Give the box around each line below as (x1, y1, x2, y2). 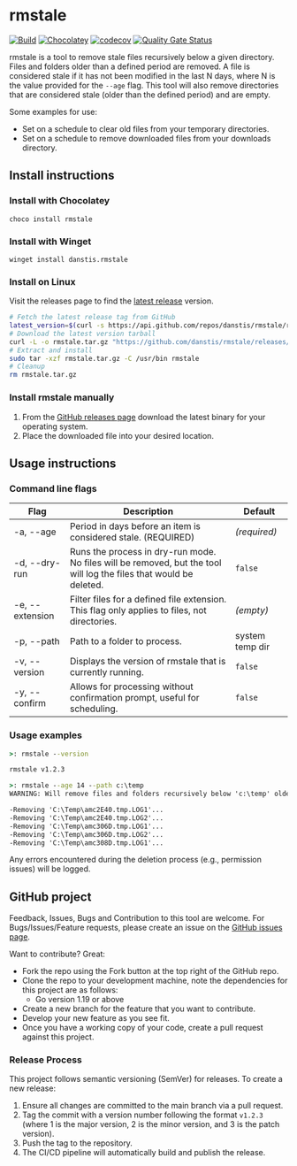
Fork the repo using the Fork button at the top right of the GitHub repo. (21, 966, 279, 977)
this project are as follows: (21, 985, 118, 995)
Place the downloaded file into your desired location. (21, 430, 215, 441)
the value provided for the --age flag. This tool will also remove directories (9, 80, 279, 90)
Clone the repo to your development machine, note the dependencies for (21, 975, 288, 986)
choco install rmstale (9, 214, 93, 224)
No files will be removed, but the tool (69, 556, 222, 569)
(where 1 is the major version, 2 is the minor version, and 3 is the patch (21, 1119, 280, 1130)
